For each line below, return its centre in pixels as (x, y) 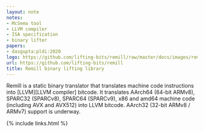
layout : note (23, 12)
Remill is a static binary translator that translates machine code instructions (100, 86)
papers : (16, 46)
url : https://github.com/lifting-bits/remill (65, 63)
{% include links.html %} (37, 123)
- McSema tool (24, 23)
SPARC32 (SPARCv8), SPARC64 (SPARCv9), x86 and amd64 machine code (101, 99)
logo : (13, 57)
